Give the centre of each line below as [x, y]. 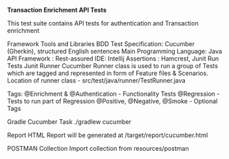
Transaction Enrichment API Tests [57, 10]
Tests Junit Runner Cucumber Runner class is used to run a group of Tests [113, 66]
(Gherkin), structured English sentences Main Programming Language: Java [115, 51]
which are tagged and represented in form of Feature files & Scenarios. [108, 73]
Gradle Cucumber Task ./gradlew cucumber [69, 122]
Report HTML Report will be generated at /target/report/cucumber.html [108, 135]
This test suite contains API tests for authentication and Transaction [103, 23]
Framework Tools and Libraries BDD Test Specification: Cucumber [101, 44]
